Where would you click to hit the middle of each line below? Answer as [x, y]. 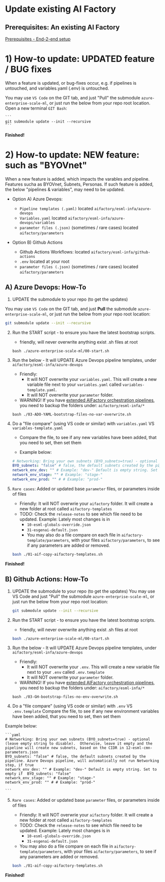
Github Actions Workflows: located [55, 252]
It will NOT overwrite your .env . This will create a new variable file [93, 667]
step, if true [20, 765]
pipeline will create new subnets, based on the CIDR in [65, 748]
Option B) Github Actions [37, 242]
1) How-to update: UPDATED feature [80, 59]
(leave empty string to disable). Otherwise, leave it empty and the [79, 744]
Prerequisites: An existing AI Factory [63, 27]
